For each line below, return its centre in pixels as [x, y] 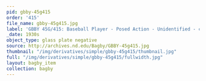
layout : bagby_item [31, 63]
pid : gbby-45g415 [29, 12]
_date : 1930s [23, 35]
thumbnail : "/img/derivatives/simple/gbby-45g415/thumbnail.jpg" [91, 52]
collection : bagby [30, 69]
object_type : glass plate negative [52, 40]
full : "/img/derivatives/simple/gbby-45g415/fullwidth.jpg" [85, 57]
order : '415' [23, 18]
